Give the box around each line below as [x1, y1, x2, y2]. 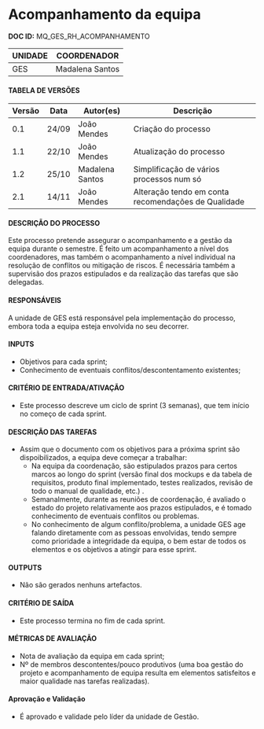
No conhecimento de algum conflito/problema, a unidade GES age [31, 520, 246, 529]
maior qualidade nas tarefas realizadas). [19, 676, 150, 686]
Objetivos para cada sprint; [19, 356, 108, 366]
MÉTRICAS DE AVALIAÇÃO [8, 634, 97, 643]
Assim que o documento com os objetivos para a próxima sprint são [19, 444, 240, 454]
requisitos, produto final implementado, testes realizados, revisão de [31, 478, 253, 488]
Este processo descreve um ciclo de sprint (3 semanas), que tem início [19, 400, 250, 410]
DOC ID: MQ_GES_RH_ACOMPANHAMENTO [8, 31, 151, 41]
